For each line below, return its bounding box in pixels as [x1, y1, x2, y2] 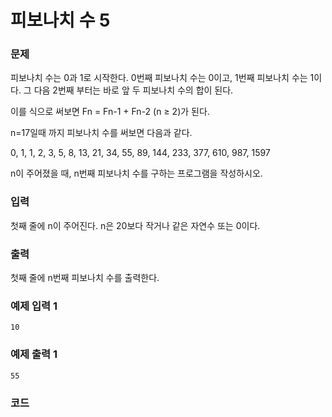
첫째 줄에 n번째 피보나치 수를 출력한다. [10, 272, 160, 284]
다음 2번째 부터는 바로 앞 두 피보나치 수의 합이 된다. [33, 84, 234, 96]
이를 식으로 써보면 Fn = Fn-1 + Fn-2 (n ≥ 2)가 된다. [10, 106, 210, 118]
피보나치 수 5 [10, 9, 111, 32]
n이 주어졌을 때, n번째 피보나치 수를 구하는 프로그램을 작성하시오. [10, 167, 263, 180]
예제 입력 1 [10, 299, 58, 313]
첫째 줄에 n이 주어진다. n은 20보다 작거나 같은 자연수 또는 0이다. [10, 219, 261, 231]
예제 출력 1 [10, 347, 58, 361]
